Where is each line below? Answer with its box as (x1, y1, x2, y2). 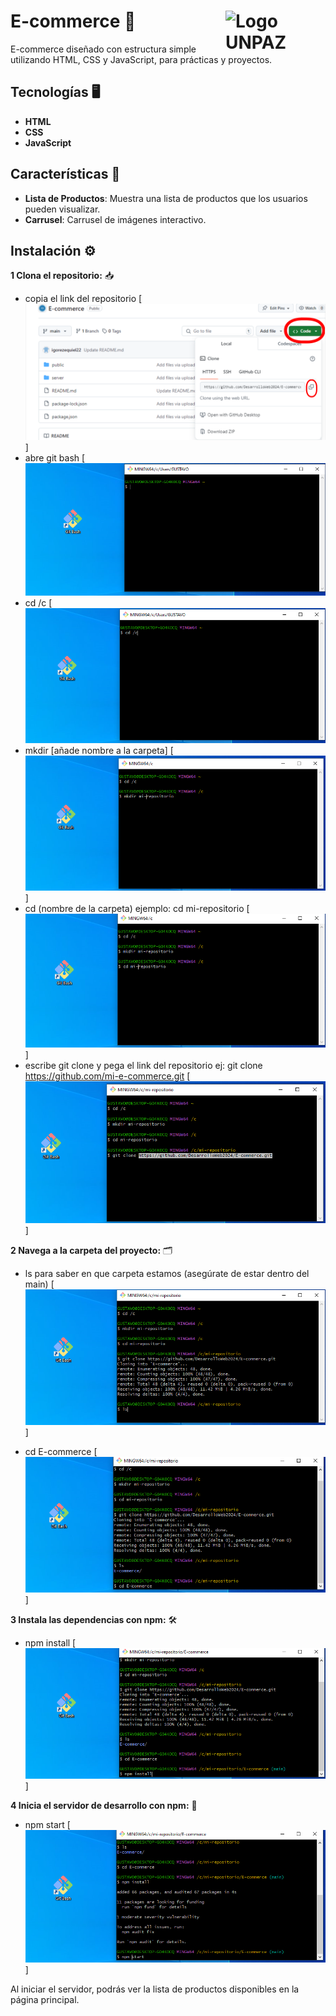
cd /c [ (24, 597, 53, 609)
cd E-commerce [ (24, 1446, 98, 1457)
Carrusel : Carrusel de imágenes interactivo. (24, 213, 207, 225)
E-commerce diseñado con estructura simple (10, 43, 197, 55)
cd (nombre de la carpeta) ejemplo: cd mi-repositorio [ (24, 903, 250, 915)
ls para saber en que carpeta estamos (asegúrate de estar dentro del (24, 1268, 310, 1280)
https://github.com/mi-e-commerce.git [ (24, 1070, 191, 1082)
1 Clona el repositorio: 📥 (10, 270, 115, 282)
